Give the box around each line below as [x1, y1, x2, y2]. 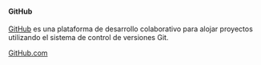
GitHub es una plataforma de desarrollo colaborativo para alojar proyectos [8, 24, 254, 34]
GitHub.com [8, 48, 48, 58]
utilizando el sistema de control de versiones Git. [8, 33, 169, 43]
